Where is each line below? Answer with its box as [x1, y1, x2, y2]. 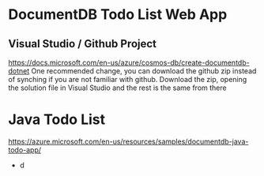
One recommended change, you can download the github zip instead [31, 66, 257, 76]
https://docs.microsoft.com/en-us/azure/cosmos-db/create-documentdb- [8, 58, 251, 67]
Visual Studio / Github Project [8, 37, 157, 51]
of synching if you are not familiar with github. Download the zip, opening [8, 75, 247, 84]
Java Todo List [8, 110, 106, 129]
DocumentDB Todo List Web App [8, 6, 228, 24]
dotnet [8, 66, 30, 76]
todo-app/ [8, 144, 42, 155]
